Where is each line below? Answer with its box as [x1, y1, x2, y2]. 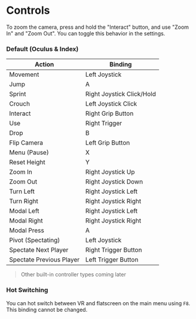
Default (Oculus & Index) [6, 44, 79, 53]
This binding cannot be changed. [6, 306, 88, 313]
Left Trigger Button [85, 255, 139, 264]
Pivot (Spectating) [9, 236, 60, 245]
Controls [6, 4, 50, 17]
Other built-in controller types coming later [20, 271, 127, 278]
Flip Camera [9, 139, 44, 147]
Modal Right [9, 216, 43, 225]
